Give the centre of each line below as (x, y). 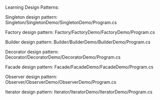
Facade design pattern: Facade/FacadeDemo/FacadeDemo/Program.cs (79, 67)
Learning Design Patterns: (32, 7)
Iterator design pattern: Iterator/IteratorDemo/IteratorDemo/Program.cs (79, 92)
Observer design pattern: (31, 77)
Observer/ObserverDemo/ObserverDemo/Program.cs (61, 82)
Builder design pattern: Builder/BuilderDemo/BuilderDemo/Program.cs (78, 42)
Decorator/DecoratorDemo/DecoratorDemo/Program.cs (63, 57)
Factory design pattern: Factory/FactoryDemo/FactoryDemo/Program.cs (80, 32)
